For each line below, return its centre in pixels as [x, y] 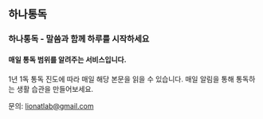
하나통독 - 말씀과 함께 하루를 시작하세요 [79, 39]
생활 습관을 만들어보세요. [55, 89]
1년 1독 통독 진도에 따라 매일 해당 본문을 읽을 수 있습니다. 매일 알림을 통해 [122, 79]
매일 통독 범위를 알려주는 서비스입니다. [67, 59]
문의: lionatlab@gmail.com [51, 105]
